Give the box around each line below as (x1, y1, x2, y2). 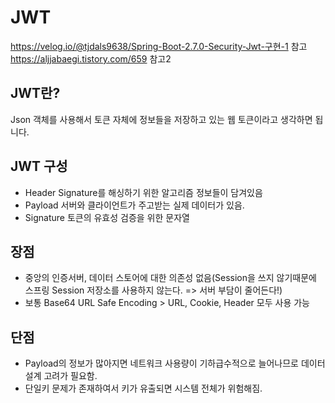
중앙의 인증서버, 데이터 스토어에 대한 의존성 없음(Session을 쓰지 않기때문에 (24, 272, 317, 284)
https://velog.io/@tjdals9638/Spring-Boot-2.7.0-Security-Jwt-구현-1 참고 (10, 40, 308, 52)
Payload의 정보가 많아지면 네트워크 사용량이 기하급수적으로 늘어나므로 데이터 (24, 357, 326, 370)
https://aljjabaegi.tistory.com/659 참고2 (10, 52, 172, 65)
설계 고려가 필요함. (24, 370, 98, 382)
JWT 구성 (10, 158, 68, 175)
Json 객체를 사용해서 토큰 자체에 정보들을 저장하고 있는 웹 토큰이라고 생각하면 (10, 113, 313, 125)
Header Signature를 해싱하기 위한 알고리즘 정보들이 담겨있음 (24, 186, 263, 198)
